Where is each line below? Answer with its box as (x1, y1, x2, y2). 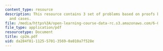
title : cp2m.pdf (5, 34, 38, 39)
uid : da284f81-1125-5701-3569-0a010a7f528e (5, 39, 95, 44)
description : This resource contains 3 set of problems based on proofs (5, 12, 155, 17)
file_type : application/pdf (5, 25, 62, 30)
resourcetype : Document (5, 30, 53, 34)
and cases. (9, 16, 32, 21)
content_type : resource (5, 7, 53, 12)
